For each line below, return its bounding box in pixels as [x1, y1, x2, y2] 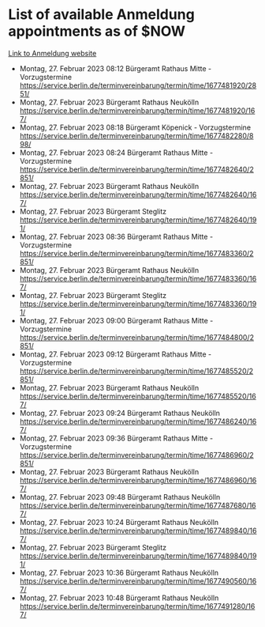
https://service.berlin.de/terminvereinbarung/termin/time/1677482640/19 [19, 215, 257, 225]
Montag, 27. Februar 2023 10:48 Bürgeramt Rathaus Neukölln [19, 593, 219, 602]
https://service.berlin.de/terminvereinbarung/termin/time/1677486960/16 [19, 475, 257, 485]
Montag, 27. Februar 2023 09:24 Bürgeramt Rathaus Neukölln [19, 408, 221, 417]
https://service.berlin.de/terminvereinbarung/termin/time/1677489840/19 [19, 551, 257, 561]
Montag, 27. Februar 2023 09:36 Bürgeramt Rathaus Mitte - [19, 433, 214, 443]
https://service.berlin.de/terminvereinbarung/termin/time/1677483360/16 [19, 274, 257, 283]
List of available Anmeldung [8, 6, 195, 24]
